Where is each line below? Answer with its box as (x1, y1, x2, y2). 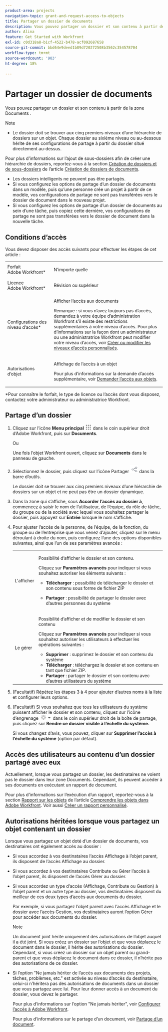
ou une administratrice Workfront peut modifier (53, 334, 151, 340)
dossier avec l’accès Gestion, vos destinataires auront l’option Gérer (12, 909, 152, 915)
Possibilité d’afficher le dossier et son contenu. (38, 555, 134, 561)
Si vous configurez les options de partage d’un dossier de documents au (12, 202, 162, 209)
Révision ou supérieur (53, 282, 98, 288)
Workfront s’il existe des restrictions (53, 318, 128, 324)
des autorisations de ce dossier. (12, 960, 78, 966)
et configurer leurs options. (12, 694, 69, 700)
